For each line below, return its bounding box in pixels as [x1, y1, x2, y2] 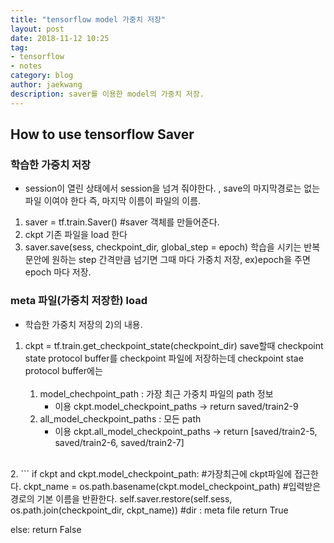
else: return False [10, 523, 82, 535]
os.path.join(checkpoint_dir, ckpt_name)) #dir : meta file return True [10, 504, 289, 516]
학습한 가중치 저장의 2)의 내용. [24, 318, 143, 330]
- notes [10, 61, 43, 71]
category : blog [10, 71, 74, 81]
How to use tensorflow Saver [10, 126, 195, 143]
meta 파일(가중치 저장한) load [10, 294, 148, 308]
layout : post [10, 24, 65, 34]
